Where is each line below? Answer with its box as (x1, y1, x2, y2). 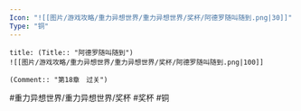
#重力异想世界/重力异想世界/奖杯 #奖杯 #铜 (9, 92, 170, 103)
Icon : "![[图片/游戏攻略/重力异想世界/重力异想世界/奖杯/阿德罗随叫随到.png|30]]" (9, 13, 293, 23)
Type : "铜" (9, 22, 50, 31)
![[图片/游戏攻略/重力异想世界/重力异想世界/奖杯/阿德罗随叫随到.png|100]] (9, 58, 264, 67)
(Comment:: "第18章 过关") (9, 75, 108, 84)
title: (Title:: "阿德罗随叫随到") (9, 48, 134, 57)
